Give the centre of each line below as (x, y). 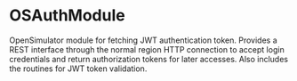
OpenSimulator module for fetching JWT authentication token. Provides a (143, 40)
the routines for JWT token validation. (78, 69)
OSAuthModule (68, 16)
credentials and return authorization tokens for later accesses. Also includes (149, 59)
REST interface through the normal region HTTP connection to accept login (147, 49)
